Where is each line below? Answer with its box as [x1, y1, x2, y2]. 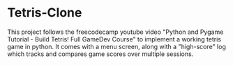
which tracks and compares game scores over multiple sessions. [7, 50, 194, 58]
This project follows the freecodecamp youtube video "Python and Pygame [7, 28, 224, 36]
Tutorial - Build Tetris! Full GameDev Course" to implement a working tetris [7, 35, 222, 43]
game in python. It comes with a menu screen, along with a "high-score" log [7, 42, 227, 50]
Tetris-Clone [7, 5, 82, 21]
